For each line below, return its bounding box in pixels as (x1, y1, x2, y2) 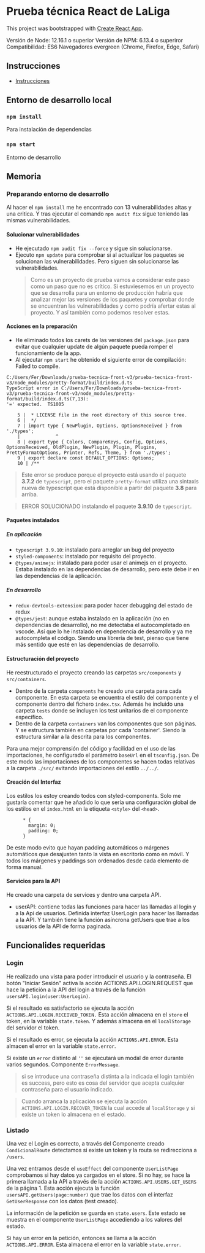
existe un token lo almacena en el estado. (21, 1111, 126, 1118)
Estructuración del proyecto (6, 655, 80, 662)
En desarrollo (6, 586, 42, 593)
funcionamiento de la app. (15, 349, 81, 357)
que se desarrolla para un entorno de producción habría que (30, 289, 183, 296)
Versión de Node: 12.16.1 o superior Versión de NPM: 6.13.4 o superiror (6, 36, 184, 44)
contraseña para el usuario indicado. (21, 1085, 114, 1093)
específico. (15, 713, 44, 720)
